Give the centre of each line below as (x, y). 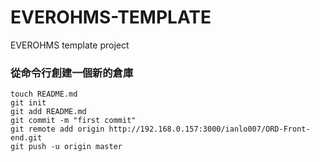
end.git (26, 138)
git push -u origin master (66, 147)
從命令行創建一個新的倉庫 (72, 73)
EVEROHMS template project (70, 45)
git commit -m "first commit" (73, 121)
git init (28, 103)
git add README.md (48, 112)
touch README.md (44, 94)
